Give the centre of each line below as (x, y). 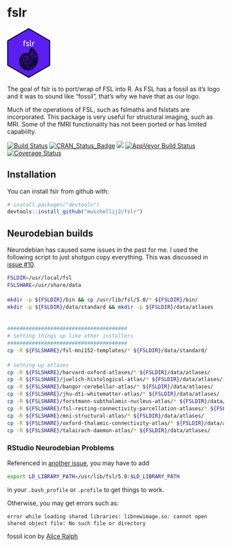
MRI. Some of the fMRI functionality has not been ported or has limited (107, 124)
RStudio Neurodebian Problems (61, 448)
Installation (32, 174)
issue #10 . (21, 265)
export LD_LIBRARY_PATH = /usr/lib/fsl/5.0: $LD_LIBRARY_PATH (93, 476)
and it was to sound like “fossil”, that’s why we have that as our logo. (104, 96)
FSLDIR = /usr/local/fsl (40, 278)
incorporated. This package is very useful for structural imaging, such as (110, 117)
